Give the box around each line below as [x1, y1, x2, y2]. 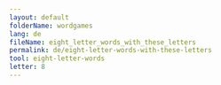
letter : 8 [9, 63, 46, 72]
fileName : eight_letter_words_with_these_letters [9, 37, 197, 47]
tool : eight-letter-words [9, 54, 105, 63]
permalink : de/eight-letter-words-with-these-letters [9, 46, 213, 55]
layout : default [9, 12, 69, 22]
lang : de [9, 29, 42, 38]
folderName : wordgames [9, 21, 93, 30]
